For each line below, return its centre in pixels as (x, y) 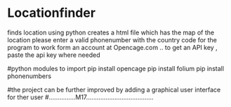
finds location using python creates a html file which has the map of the (111, 32)
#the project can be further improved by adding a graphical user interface (114, 89)
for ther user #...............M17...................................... (80, 97)
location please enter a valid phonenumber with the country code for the (112, 39)
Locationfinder (52, 13)
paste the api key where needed (54, 55)
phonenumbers (29, 76)
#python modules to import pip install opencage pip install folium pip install (116, 68)
